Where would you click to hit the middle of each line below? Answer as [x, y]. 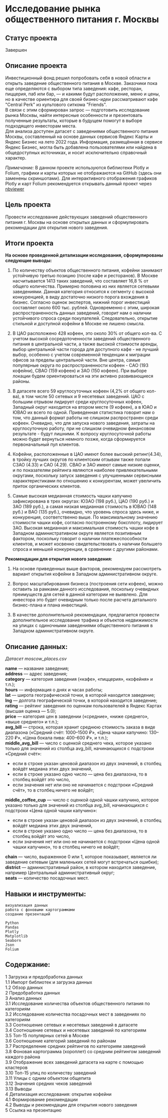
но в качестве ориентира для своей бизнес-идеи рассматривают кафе [81, 99]
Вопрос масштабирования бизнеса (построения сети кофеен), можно [88, 584]
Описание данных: [36, 646]
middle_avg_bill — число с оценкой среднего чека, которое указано [78, 743]
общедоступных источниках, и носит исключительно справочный [76, 152]
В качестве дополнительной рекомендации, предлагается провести [86, 615]
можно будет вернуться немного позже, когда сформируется [79, 439]
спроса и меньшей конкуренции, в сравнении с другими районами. [86, 549]
